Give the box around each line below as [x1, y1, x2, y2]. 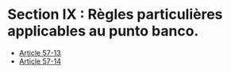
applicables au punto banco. [7, 22, 199, 40]
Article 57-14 [18, 57, 61, 66]
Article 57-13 [18, 48, 61, 57]
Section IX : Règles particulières [7, 5, 223, 24]
